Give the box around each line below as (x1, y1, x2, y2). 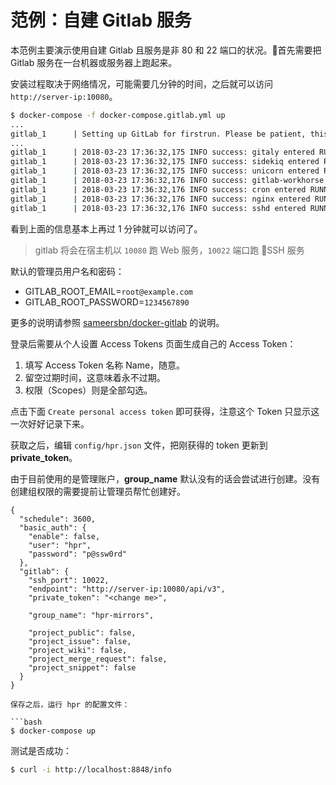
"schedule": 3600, (19, 514, 97, 524)
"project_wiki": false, (28, 645, 128, 655)
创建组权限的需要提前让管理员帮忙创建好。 (10, 485, 186, 497)
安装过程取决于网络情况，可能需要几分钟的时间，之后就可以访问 (10, 77, 273, 90)
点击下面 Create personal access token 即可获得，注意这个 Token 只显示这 (10, 405, 320, 417)
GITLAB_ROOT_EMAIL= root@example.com (24, 285, 193, 297)
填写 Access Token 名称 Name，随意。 (24, 359, 186, 371)
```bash (10, 717, 43, 727)
